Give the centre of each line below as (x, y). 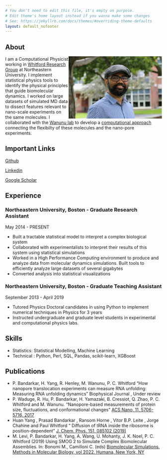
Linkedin (14, 170)
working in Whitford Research (36, 64)
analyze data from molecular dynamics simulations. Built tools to (78, 263)
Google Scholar (21, 180)
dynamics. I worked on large (34, 96)
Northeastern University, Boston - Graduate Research (71, 210)
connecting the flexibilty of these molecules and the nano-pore (70, 128)
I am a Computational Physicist (37, 59)
